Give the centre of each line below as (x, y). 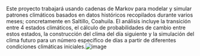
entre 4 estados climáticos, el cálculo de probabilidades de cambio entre (96, 27)
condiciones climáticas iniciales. (46, 46)
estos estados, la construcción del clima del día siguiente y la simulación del (100, 34)
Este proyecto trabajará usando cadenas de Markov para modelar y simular (99, 9)
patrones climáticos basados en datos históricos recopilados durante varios (100, 15)
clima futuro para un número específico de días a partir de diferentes (91, 40)
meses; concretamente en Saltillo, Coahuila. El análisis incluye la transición (99, 21)
